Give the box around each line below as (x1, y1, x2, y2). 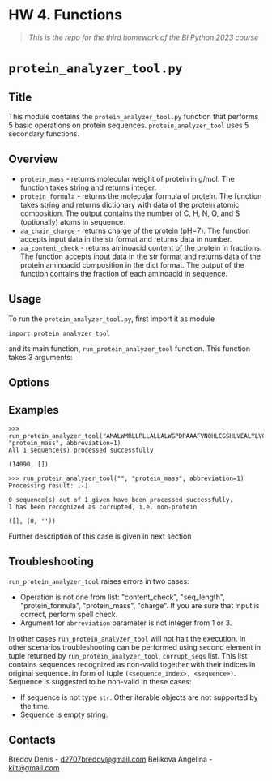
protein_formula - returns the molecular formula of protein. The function (19, 191, 262, 200)
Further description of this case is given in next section (8, 531, 192, 541)
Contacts (8, 732, 57, 747)
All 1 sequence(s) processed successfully (8, 446, 154, 454)
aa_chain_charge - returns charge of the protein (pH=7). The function (19, 225, 251, 235)
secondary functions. (8, 128, 79, 139)
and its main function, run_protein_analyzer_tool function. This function (8, 343, 251, 354)
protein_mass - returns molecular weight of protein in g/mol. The (19, 174, 235, 183)
